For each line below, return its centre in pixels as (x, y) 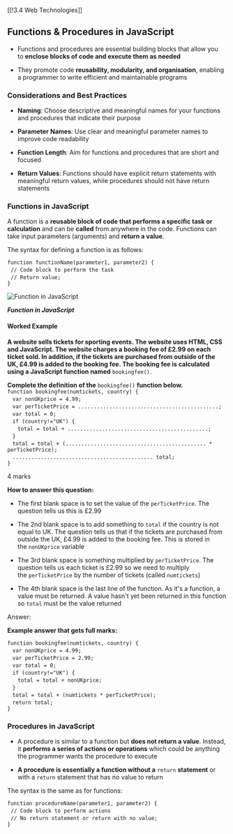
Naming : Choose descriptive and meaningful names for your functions (119, 110)
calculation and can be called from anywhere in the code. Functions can (112, 229)
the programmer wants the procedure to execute (87, 756)
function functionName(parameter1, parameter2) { (81, 263)
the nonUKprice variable (51, 546)
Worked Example (32, 326)
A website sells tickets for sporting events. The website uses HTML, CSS (115, 342)
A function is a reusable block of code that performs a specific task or (110, 221)
